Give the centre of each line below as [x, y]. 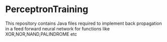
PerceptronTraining [47, 9]
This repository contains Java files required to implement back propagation [83, 23]
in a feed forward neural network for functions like [57, 28]
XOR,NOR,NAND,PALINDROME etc [41, 34]
